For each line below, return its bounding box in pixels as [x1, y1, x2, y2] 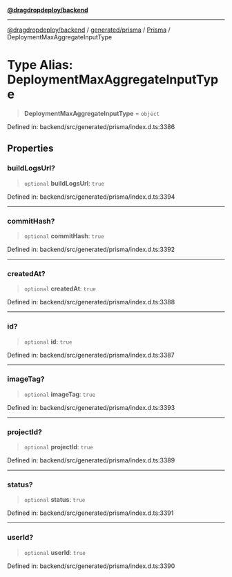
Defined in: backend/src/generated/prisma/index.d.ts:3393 [7, 403, 175, 411]
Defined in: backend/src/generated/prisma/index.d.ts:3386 [7, 122, 175, 130]
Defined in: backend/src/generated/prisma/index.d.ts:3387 [7, 351, 175, 359]
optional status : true [23, 496, 86, 504]
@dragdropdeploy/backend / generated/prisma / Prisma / [7, 26, 171, 34]
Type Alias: [7, 57, 74, 73]
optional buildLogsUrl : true [23, 179, 105, 187]
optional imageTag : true [23, 390, 95, 398]
